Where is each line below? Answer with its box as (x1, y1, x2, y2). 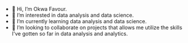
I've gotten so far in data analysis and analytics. (11, 30, 128, 37)
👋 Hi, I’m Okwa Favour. (11, 6, 67, 12)
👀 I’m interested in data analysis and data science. (11, 12, 134, 19)
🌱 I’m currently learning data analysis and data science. (11, 18, 147, 24)
